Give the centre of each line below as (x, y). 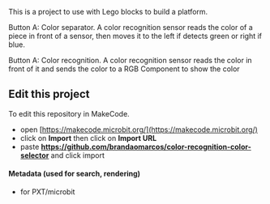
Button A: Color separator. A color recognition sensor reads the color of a (131, 27)
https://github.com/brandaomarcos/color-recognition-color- (146, 147)
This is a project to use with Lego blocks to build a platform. (108, 12)
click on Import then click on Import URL (88, 138)
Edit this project (49, 94)
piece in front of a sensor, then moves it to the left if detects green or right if (135, 36)
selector (34, 155)
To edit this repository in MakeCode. (69, 113)
